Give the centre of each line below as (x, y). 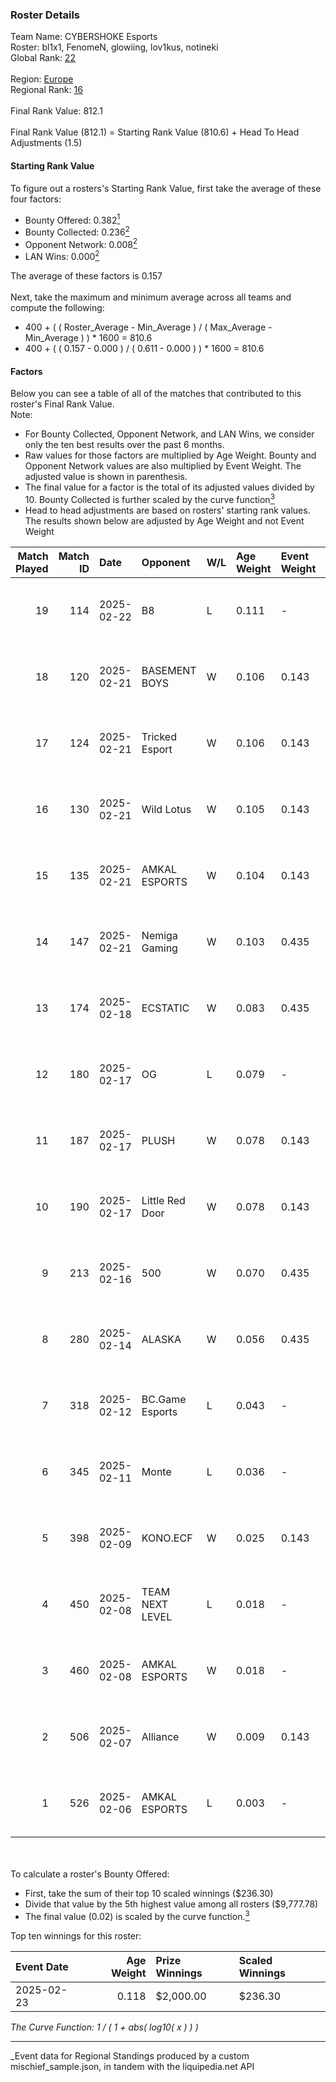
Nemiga (159, 935)
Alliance (160, 1736)
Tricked (159, 736)
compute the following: (57, 308)
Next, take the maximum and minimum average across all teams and (151, 297)
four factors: (36, 199)
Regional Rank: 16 (46, 90)
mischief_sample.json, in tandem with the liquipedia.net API (132, 2066)
